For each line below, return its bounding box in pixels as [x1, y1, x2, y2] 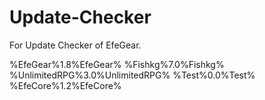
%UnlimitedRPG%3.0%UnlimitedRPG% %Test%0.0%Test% [9, 69, 256, 81]
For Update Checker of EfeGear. [9, 39, 142, 51]
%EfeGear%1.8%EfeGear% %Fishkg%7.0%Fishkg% [9, 58, 225, 70]
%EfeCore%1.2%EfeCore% [9, 79, 122, 91]
